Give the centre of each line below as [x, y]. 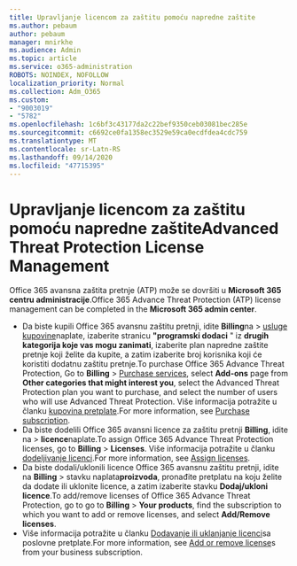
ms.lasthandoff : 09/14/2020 [61, 157]
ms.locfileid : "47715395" [57, 166]
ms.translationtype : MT [53, 141]
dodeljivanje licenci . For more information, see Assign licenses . [136, 458]
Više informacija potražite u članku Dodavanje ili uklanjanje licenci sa [146, 533]
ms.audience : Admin [45, 50]
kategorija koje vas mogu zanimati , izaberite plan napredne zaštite [145, 345]
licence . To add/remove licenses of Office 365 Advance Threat [136, 496]
